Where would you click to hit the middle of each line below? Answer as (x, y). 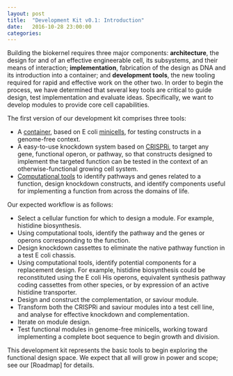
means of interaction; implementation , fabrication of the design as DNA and (116, 68)
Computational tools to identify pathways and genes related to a (109, 176)
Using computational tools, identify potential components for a (107, 263)
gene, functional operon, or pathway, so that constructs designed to (115, 154)
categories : (24, 33)
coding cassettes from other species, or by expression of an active (113, 285)
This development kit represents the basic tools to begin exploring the (107, 350)
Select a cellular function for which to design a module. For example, (115, 218)
